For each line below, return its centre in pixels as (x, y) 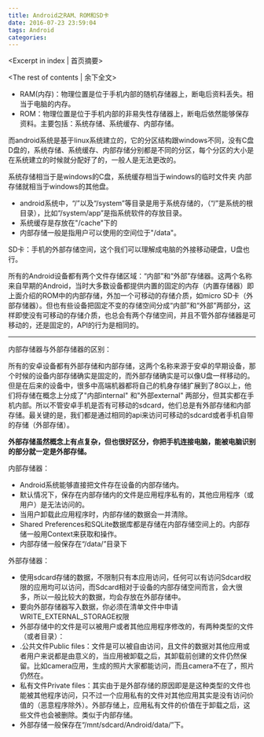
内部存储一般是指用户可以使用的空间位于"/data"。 (100, 233)
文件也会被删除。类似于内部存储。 (82, 715)
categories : (27, 37)
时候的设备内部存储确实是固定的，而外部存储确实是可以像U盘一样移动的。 (134, 376)
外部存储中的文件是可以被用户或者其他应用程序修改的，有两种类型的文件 (136, 627)
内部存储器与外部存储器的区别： (60, 349)
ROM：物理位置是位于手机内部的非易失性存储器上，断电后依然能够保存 (134, 114)
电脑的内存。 (54, 104)
